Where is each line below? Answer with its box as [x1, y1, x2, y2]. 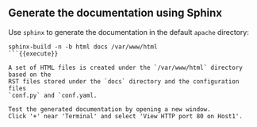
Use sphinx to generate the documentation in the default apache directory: [8, 27, 250, 37]
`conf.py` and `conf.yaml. [8, 91, 98, 99]
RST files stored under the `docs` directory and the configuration [8, 77, 240, 86]
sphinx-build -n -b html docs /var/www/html [8, 43, 158, 51]
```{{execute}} [8, 49, 59, 58]
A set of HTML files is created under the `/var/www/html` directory [8, 63, 244, 71]
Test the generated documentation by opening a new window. [8, 105, 212, 114]
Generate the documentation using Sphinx [8, 6, 223, 20]
